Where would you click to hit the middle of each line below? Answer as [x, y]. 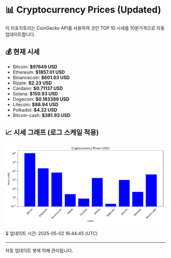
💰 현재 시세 [22, 52]
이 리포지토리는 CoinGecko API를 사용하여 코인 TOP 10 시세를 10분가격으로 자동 [85, 28]
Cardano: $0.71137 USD [38, 88]
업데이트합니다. [20, 34]
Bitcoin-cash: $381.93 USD [41, 115]
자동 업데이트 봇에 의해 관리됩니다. [39, 250]
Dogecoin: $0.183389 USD [41, 99]
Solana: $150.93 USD [35, 93]
